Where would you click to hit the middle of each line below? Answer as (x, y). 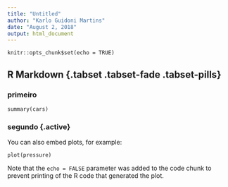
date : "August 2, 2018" (42, 27)
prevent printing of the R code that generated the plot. (85, 176)
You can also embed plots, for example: (65, 143)
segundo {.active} (39, 126)
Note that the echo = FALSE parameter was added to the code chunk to (109, 168)
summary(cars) (28, 109)
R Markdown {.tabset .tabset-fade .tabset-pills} (114, 74)
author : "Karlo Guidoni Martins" (56, 20)
